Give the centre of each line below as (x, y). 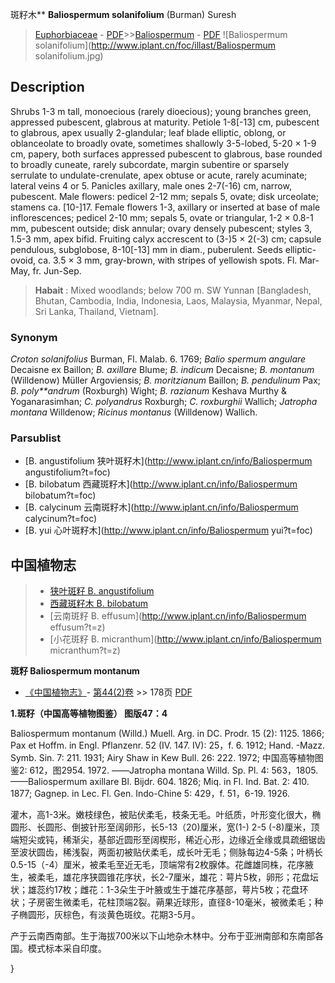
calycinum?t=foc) (61, 519)
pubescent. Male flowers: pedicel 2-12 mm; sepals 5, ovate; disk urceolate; (164, 196)
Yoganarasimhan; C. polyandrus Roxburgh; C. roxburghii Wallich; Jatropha (164, 402)
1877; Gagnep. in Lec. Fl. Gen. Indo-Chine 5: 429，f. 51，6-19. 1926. (150, 794)
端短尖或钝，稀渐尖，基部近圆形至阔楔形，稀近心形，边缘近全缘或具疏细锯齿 (168, 840)
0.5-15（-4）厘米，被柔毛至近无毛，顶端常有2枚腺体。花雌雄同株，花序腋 (162, 865)
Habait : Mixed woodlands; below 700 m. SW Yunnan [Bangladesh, (173, 290)
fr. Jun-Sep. (57, 270)
